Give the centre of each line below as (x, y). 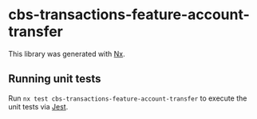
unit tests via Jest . (38, 106)
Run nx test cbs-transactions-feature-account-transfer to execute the (128, 98)
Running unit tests (55, 79)
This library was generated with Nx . (67, 54)
